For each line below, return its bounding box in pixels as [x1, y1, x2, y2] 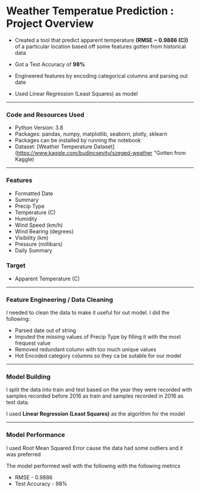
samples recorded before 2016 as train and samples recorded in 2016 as [6, 392, 184, 400]
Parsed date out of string [14, 327, 76, 334]
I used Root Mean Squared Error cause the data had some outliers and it [6, 444, 183, 451]
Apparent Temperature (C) [14, 275, 80, 282]
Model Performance [6, 430, 65, 439]
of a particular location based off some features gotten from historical [14, 43, 186, 50]
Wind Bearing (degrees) [14, 227, 74, 235]
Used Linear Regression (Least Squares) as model [14, 90, 138, 97]
